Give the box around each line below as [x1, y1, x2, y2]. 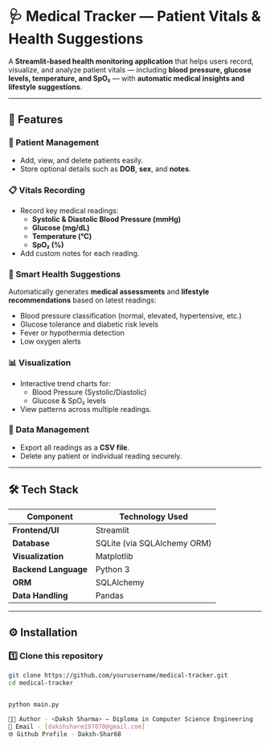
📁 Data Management [8, 424, 90, 435]
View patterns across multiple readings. [19, 404, 152, 414]
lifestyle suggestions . [8, 82, 83, 92]
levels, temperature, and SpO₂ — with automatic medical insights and [8, 73, 245, 83]
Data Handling [12, 590, 68, 601]
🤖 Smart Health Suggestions [8, 268, 121, 279]
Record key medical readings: [19, 205, 119, 215]
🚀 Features [8, 113, 63, 126]
